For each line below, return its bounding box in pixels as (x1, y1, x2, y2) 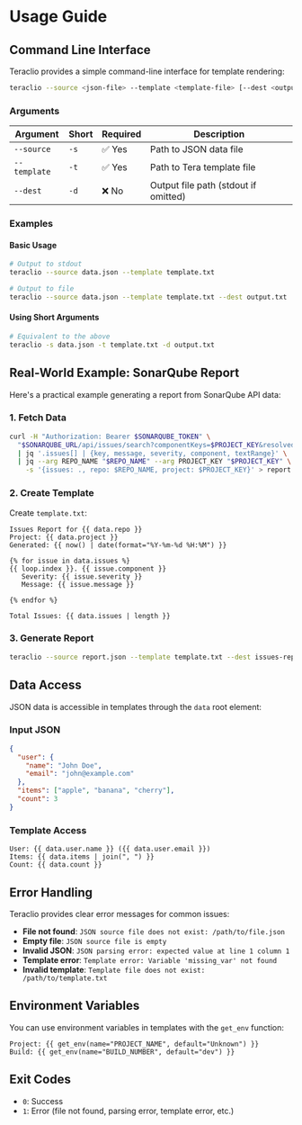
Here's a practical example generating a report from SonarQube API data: (9, 389, 281, 400)
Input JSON (9, 724, 61, 736)
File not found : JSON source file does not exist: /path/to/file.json (22, 925, 286, 937)
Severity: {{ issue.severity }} (21, 571, 143, 581)
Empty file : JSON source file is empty (22, 935, 167, 946)
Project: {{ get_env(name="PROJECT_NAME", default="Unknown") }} (9, 1039, 259, 1048)
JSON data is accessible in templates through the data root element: (9, 701, 262, 712)
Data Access (9, 678, 83, 693)
